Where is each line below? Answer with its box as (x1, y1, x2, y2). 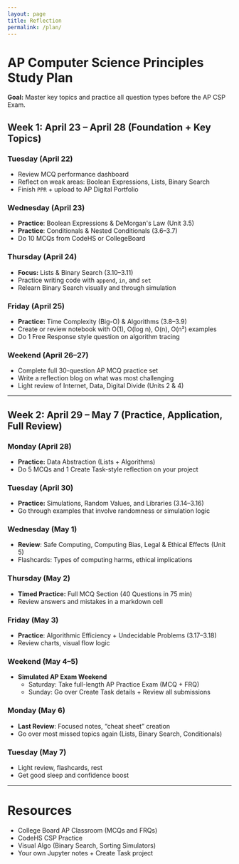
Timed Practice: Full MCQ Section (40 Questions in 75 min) (17, 589, 193, 598)
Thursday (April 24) (7, 252, 77, 262)
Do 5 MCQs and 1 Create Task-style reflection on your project (17, 464, 198, 474)
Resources (7, 803, 73, 819)
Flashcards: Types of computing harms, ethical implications (17, 556, 193, 564)
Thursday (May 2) (7, 573, 71, 583)
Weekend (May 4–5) (7, 656, 78, 666)
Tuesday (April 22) (7, 154, 73, 164)
